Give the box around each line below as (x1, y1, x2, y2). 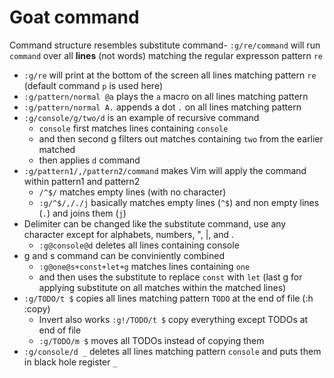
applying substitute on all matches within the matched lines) (38, 281, 287, 293)
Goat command (9, 6, 140, 29)
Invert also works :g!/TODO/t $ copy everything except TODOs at (38, 313, 309, 325)
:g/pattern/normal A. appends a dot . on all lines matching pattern (23, 101, 302, 113)
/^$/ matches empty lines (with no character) (38, 186, 227, 198)
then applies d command (38, 154, 141, 166)
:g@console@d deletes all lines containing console (38, 239, 240, 251)
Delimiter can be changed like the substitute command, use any (23, 217, 287, 230)
